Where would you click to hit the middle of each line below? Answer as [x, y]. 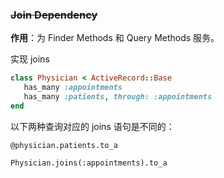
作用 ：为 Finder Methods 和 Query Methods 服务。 [115, 38]
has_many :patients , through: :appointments [118, 97]
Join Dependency [54, 15]
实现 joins [30, 59]
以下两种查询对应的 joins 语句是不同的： [92, 126]
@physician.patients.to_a [64, 145]
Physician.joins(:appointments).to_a [89, 163]
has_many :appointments [73, 88]
